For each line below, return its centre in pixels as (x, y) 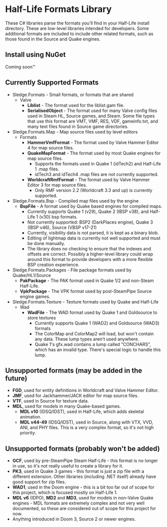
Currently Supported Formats (52, 83)
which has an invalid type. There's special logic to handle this (98, 349)
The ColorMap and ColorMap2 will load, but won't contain (94, 333)
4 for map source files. (51, 147)
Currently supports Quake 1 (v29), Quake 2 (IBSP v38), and (88, 211)
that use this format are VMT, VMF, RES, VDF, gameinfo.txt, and (93, 121)
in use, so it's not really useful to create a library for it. (68, 466)
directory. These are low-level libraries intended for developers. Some (77, 28)
